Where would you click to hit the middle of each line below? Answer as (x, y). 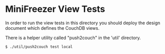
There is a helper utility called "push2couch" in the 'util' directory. (73, 38)
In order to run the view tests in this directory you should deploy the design (83, 23)
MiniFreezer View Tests (55, 9)
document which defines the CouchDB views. (52, 28)
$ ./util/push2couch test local (39, 47)
